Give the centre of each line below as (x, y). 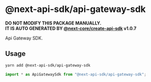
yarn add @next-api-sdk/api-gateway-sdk (48, 65)
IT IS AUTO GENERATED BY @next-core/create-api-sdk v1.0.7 (71, 28)
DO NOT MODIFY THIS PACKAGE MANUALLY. (53, 23)
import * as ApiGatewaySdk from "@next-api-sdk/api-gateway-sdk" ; (76, 74)
